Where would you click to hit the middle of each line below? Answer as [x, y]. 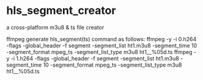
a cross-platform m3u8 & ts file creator [55, 27]
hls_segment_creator [61, 11]
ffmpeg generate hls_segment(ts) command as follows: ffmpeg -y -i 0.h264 [102, 39]
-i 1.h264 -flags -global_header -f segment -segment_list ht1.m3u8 [95, 58]
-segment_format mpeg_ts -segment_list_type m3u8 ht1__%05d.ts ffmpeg [99, 52]
